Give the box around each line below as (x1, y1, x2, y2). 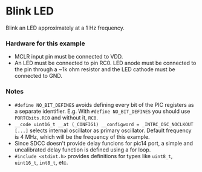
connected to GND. (14, 72, 63, 80)
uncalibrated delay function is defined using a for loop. (14, 146, 151, 153)
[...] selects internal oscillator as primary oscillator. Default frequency (14, 127, 192, 134)
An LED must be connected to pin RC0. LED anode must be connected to (14, 59, 197, 67)
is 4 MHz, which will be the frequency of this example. (14, 133, 150, 140)
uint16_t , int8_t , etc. (14, 159, 68, 166)
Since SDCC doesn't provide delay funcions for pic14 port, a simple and (14, 139, 194, 147)
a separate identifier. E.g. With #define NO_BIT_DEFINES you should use (14, 107, 191, 115)
